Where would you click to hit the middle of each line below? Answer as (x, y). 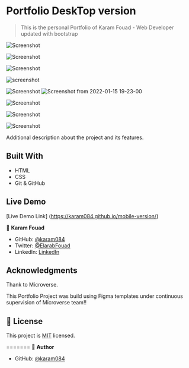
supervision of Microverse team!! (47, 303)
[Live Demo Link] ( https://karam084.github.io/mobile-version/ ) (82, 216)
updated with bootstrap (49, 33)
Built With (25, 156)
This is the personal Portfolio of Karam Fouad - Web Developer (97, 27)
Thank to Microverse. (32, 285)
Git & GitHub (30, 183)
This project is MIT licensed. (41, 336)
